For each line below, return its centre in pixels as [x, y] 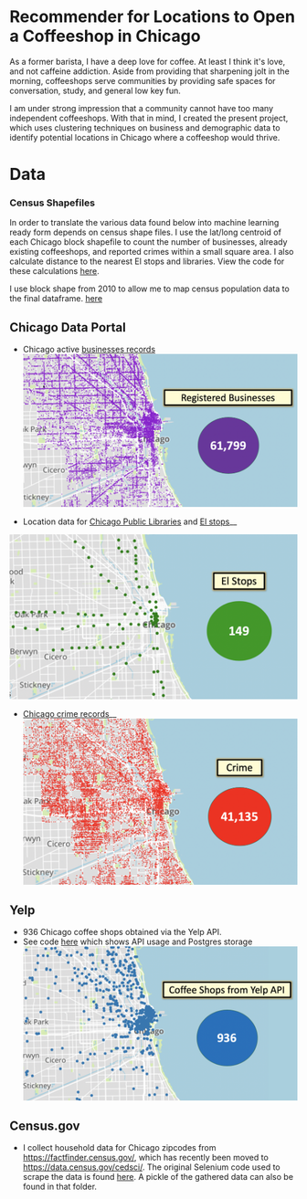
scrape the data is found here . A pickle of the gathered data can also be [158, 1177]
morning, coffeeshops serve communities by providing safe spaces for [143, 80]
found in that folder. [60, 1187]
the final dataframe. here [56, 299]
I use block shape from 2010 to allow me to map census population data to [149, 289]
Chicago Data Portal [68, 327]
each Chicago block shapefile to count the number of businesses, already [148, 242]
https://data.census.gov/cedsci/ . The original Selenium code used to [151, 1167]
